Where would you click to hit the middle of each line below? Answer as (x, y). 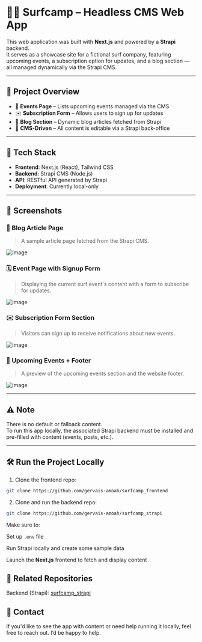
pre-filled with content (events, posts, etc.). (60, 437)
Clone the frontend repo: (45, 480)
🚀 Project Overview (43, 92)
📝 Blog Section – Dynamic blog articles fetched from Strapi (88, 121)
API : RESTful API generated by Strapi (61, 180)
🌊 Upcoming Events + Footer (49, 360)
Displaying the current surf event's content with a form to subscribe (105, 284)
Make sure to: (23, 525)
